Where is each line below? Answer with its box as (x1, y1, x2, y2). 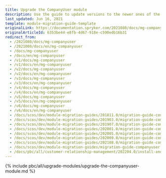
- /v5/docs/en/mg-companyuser (9, 99, 72, 104)
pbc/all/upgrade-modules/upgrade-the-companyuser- (28, 163, 140, 169)
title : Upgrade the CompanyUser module (5, 7, 87, 12)
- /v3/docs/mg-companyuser (9, 76, 65, 81)
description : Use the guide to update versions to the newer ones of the (5, 12, 161, 17)
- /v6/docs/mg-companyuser (9, 104, 65, 108)
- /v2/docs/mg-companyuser (9, 67, 65, 72)
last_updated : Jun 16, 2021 (5, 16, 63, 21)
